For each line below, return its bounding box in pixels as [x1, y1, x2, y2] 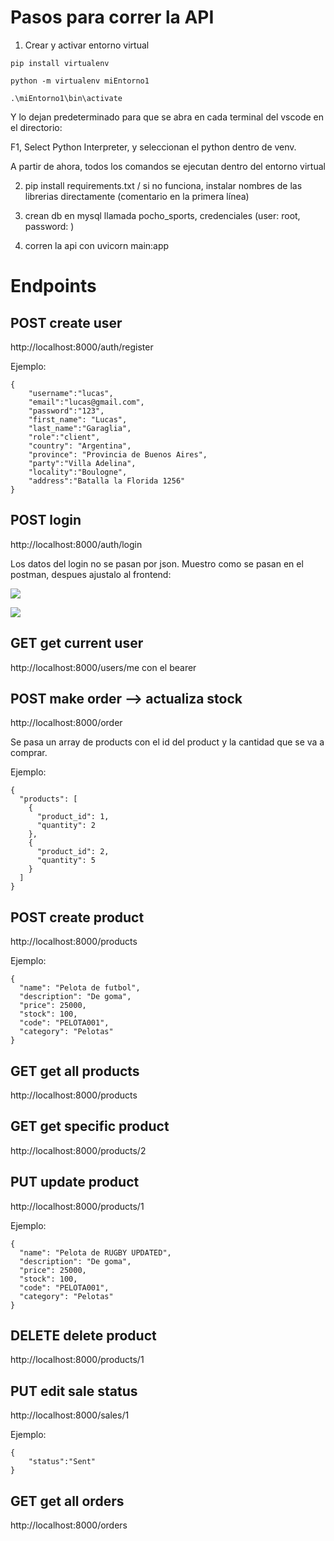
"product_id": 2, [36, 847, 110, 857]
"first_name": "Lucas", [28, 414, 128, 425]
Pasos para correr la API [10, 6, 215, 29]
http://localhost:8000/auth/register [10, 341, 154, 353]
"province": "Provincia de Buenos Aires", [28, 449, 208, 460]
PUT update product [10, 1174, 140, 1191]
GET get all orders [10, 1492, 125, 1510]
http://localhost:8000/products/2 [10, 1144, 147, 1156]
